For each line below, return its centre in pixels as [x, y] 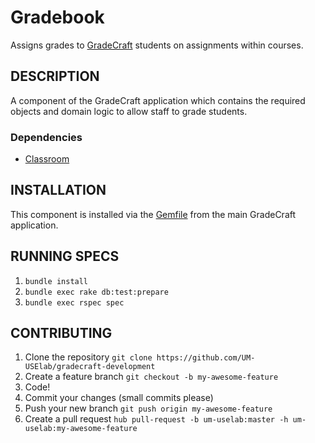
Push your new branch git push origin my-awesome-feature [148, 408]
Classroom [47, 159]
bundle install [56, 281]
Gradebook [57, 17]
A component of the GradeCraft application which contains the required [158, 100]
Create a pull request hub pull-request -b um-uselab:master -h [156, 419]
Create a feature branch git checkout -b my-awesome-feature [151, 377]
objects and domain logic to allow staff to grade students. [129, 111]
